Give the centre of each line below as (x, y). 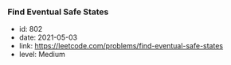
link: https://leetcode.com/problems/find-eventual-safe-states (121, 46)
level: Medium (42, 55)
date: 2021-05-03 (48, 37)
